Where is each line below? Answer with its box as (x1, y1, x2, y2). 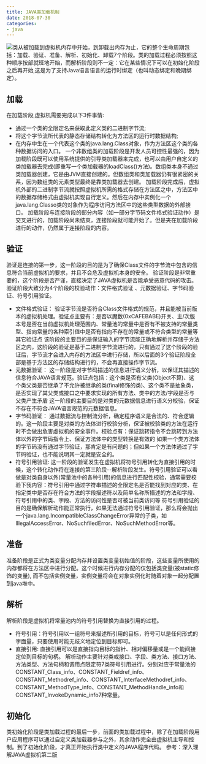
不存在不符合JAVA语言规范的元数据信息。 (15, 404, 121, 411)
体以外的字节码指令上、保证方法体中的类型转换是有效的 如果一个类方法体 (15, 435, 200, 442)
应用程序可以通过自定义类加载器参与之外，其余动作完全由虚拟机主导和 (11, 736, 189, 743)
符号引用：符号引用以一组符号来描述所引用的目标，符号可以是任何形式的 (15, 630, 198, 637)
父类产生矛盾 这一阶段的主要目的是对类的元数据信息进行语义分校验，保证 (15, 397, 200, 404)
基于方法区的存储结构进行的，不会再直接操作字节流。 (26, 358, 161, 365)
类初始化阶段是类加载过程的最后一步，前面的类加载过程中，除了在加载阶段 (6, 728, 194, 736)
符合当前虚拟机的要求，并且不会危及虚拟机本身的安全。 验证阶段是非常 (11, 269, 191, 276)
